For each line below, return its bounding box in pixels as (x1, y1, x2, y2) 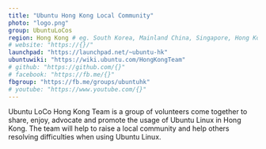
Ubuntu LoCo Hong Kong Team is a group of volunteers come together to (8, 107, 248, 117)
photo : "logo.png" (8, 19, 69, 27)
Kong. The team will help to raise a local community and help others (8, 124, 230, 133)
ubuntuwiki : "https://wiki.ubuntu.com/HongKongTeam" (8, 56, 186, 64)
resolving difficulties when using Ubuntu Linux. (8, 132, 161, 142)
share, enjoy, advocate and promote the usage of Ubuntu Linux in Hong (8, 116, 241, 125)
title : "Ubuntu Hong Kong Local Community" (8, 11, 154, 20)
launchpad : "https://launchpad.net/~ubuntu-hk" (8, 48, 169, 56)
